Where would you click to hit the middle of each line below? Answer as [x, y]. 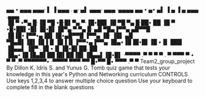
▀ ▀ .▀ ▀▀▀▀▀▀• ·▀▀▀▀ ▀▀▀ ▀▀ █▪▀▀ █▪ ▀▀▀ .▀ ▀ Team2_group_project [101, 61]
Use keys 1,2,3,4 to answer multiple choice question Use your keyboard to [99, 81]
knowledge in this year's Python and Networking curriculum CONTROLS [97, 74]
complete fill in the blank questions [50, 87]
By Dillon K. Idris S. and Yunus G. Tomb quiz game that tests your [88, 68]
